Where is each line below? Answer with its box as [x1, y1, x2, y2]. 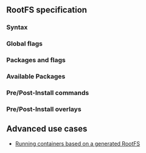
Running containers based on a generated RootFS [15, 140, 141, 147]
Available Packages [6, 73, 66, 81]
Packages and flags [6, 56, 66, 65]
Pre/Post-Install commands [6, 88, 89, 97]
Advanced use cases [6, 124, 88, 134]
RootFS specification [6, 5, 87, 15]
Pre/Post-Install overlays [6, 105, 82, 113]
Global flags [6, 40, 43, 48]
